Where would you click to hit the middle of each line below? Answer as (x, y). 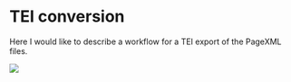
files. (19, 50)
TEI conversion (67, 17)
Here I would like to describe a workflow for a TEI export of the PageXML (145, 41)
